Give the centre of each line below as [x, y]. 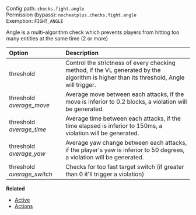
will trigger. [80, 85]
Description [82, 53]
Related [15, 189]
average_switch [31, 174]
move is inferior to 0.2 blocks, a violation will [126, 102]
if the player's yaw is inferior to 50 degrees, [125, 150]
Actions [24, 206]
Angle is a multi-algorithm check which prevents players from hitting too [93, 32]
